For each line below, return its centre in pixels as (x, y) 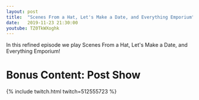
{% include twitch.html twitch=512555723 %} (62, 92)
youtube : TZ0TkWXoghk (33, 28)
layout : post (22, 12)
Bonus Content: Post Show (73, 75)
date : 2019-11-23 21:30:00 (42, 22)
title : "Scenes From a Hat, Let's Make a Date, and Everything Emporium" (100, 17)
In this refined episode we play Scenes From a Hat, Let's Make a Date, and (97, 45)
